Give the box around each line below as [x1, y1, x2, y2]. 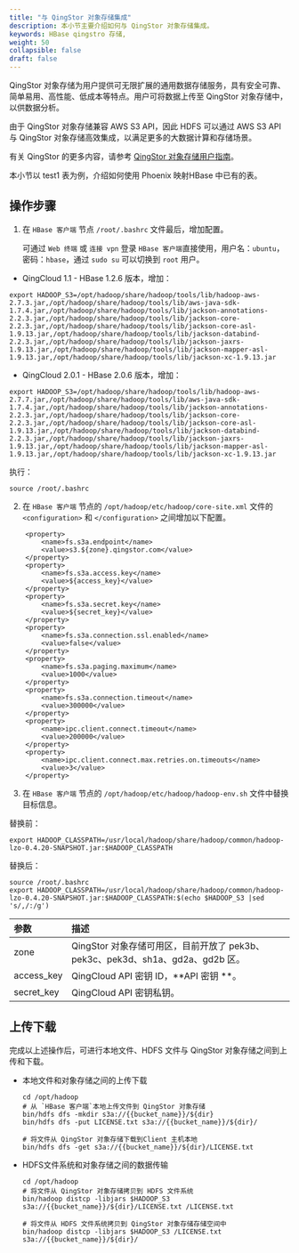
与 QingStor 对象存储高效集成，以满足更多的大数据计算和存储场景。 [9, 133, 256, 142]
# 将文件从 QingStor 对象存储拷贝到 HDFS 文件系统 [21, 1186, 194, 1195]
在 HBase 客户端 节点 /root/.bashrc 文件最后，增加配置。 [21, 223, 229, 234]
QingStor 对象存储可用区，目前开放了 [70, 940, 227, 952]
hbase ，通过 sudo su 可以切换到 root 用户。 [45, 254, 205, 264]
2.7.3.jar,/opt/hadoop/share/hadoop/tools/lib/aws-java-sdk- [9, 298, 241, 307]
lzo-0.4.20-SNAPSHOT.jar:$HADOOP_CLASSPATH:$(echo [9, 893, 201, 902]
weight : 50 [9, 37, 50, 47]
